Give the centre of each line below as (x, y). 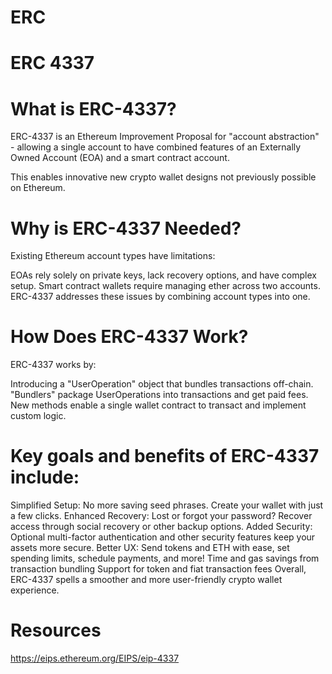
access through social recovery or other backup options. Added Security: (161, 527)
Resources (56, 630)
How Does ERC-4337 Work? (129, 337)
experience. (35, 590)
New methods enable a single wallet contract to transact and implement (158, 405)
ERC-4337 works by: (53, 365)
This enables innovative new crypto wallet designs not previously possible (163, 177)
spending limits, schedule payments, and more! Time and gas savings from (165, 558)
